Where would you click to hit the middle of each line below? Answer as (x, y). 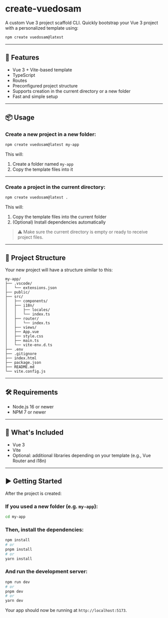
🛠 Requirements (32, 392)
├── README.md (20, 367)
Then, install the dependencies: (44, 530)
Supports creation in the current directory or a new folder (71, 91)
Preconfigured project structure (45, 85)
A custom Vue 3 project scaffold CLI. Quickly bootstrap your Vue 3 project (82, 23)
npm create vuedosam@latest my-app (42, 145)
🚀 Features (22, 58)
